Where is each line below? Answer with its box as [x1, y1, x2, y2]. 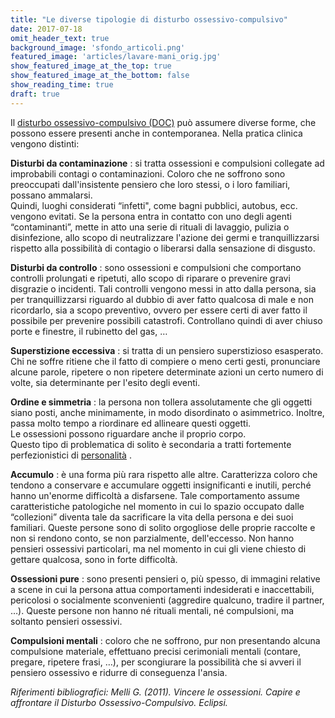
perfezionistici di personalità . [10, 449, 132, 461]
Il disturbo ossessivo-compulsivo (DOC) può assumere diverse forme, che [10, 116, 317, 128]
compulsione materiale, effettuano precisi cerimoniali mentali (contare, [10, 645, 302, 657]
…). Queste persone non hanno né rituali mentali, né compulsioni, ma [10, 604, 295, 616]
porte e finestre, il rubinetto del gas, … [10, 325, 168, 337]
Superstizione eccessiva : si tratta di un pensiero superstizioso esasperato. [10, 344, 324, 356]
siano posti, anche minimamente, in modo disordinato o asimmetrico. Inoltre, [10, 406, 325, 418]
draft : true [10, 89, 60, 99]
